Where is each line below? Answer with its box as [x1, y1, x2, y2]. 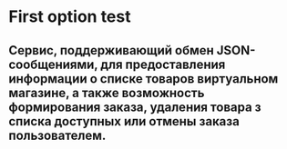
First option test [8, 6, 131, 27]
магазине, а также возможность [8, 84, 205, 101]
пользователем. [8, 127, 107, 143]
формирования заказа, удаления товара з [8, 99, 261, 114]
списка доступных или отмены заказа [8, 114, 241, 129]
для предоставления [100, 56, 226, 72]
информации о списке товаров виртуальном [8, 71, 279, 86]
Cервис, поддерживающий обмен [8, 43, 215, 58]
